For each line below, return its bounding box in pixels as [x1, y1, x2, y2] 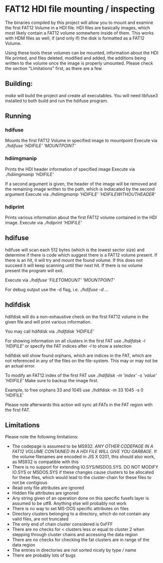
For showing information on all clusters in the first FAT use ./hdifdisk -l [5, 338, 145, 344]
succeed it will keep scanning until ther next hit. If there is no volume [5, 262, 143, 268]
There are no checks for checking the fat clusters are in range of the [12, 537, 149, 543]
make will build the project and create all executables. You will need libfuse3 [5, 92, 158, 98]
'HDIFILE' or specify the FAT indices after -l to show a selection [5, 343, 132, 349]
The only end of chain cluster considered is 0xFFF [12, 521, 113, 527]
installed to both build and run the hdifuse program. [5, 98, 109, 104]
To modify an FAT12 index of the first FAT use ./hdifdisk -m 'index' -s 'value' [5, 372, 157, 378]
